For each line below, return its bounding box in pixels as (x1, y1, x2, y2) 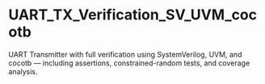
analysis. (8, 66, 38, 76)
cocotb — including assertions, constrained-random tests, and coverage (8, 58, 250, 68)
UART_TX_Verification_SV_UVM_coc (8, 6, 257, 24)
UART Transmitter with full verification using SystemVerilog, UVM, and (8, 49, 242, 59)
